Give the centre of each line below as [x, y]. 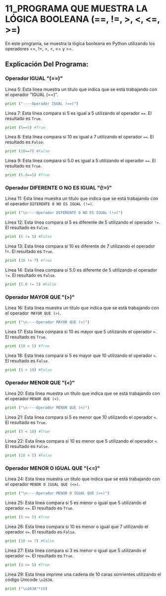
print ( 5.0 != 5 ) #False [31, 285]
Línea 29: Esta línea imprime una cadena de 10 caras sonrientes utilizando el [83, 574]
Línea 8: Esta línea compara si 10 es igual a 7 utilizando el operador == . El [80, 137]
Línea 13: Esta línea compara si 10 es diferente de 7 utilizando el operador [80, 246]
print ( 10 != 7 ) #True [28, 261]
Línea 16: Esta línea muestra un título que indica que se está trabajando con [82, 308]
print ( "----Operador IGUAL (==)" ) [42, 104]
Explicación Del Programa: [47, 64]
